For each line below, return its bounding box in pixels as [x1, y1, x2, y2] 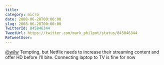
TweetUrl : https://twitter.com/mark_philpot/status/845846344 [5, 30, 137, 35]
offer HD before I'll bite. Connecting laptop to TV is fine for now [5, 54, 136, 60]
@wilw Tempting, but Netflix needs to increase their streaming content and [5, 48, 159, 55]
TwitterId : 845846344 [5, 26, 50, 31]
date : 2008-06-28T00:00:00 [5, 16, 61, 21]
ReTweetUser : [5, 35, 32, 40]
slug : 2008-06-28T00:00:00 [5, 21, 61, 26]
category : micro [5, 12, 39, 17]
